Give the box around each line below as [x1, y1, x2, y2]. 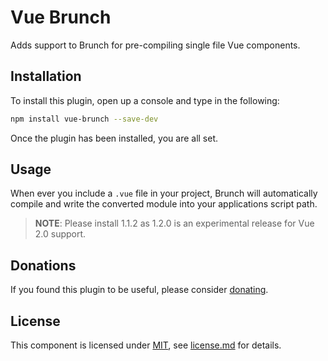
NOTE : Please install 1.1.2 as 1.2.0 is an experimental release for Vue [34, 217, 315, 230]
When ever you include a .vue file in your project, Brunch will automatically [10, 187, 318, 200]
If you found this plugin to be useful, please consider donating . [10, 284, 269, 296]
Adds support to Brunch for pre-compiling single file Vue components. [10, 39, 301, 51]
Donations [10, 257, 77, 274]
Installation [10, 68, 82, 85]
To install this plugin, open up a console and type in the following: [10, 94, 280, 106]
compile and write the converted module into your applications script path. [10, 198, 318, 210]
